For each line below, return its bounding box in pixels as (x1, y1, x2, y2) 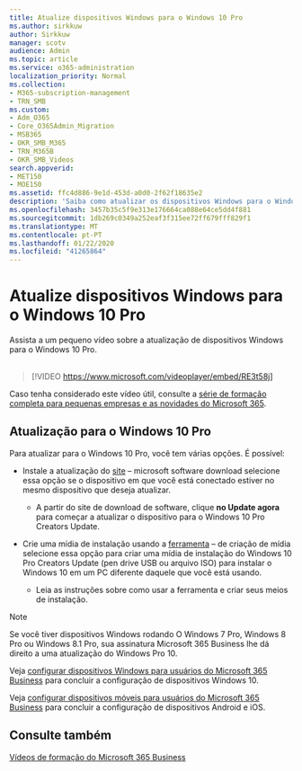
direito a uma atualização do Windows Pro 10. (9, 648, 178, 659)
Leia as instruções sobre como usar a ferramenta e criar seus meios (35, 584, 289, 595)
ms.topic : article (9, 55, 78, 64)
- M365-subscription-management (9, 88, 130, 97)
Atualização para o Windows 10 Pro (9, 424, 211, 439)
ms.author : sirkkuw (9, 22, 83, 31)
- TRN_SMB (9, 96, 47, 106)
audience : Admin (9, 47, 70, 56)
